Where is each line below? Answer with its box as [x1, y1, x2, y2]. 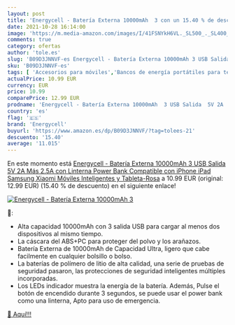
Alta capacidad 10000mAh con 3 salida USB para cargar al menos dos [17, 222, 220, 231]
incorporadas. [17, 274, 58, 283]
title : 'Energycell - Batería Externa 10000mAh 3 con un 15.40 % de [7, 17, 215, 24]
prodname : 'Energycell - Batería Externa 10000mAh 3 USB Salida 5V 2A [7, 101, 224, 108]
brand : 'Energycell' [7, 120, 68, 128]
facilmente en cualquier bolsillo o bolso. [17, 252, 132, 261]
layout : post [7, 10, 45, 17]
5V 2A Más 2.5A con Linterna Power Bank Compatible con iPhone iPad [7, 167, 211, 175]
